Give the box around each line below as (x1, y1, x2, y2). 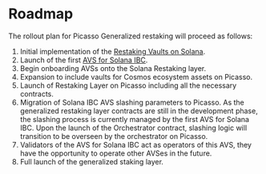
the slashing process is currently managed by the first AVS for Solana (19, 114, 250, 124)
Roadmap (8, 5, 74, 23)
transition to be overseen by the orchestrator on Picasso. (19, 131, 208, 140)
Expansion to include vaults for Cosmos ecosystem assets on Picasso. (19, 72, 253, 81)
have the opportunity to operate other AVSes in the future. (19, 148, 212, 158)
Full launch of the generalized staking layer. (19, 156, 164, 166)
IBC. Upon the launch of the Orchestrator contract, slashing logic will (19, 123, 248, 132)
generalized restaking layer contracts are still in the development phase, (19, 105, 258, 116)
